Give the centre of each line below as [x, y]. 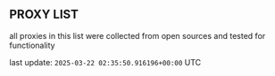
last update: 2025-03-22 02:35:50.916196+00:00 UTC [105, 62]
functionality [32, 45]
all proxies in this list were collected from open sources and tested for [137, 35]
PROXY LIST [44, 15]
